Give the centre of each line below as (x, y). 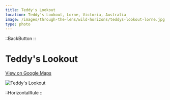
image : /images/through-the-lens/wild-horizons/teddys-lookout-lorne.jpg (85, 19)
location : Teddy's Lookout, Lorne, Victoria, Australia (66, 15)
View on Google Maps (29, 73)
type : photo (18, 24)
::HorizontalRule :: (24, 93)
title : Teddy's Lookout (31, 10)
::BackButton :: (21, 39)
